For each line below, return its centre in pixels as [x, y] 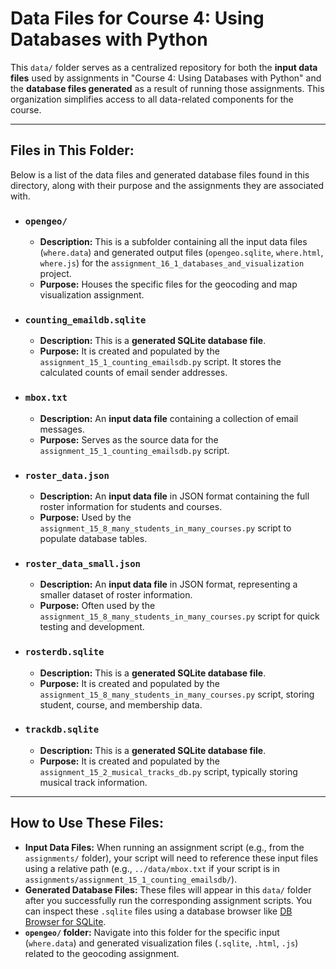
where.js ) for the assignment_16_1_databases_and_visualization [172, 263]
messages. [62, 429]
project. [55, 274]
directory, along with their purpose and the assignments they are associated [167, 185]
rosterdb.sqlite [64, 652]
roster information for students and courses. [131, 506]
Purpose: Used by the [85, 517]
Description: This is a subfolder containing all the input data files [173, 242]
